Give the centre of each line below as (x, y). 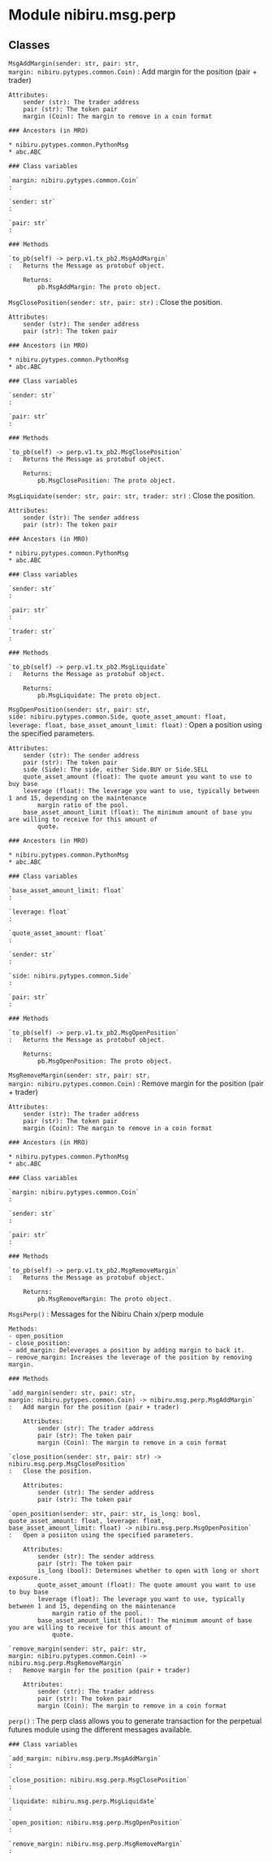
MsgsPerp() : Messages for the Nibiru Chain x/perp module (106, 1314)
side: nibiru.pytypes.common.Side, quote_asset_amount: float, (118, 717)
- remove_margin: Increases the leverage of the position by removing (130, 1357)
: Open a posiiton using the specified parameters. (101, 1535)
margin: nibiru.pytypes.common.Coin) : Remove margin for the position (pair (136, 1083)
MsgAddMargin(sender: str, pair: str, (74, 63)
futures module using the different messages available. (100, 1730)
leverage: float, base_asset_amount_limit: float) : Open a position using (135, 725)
